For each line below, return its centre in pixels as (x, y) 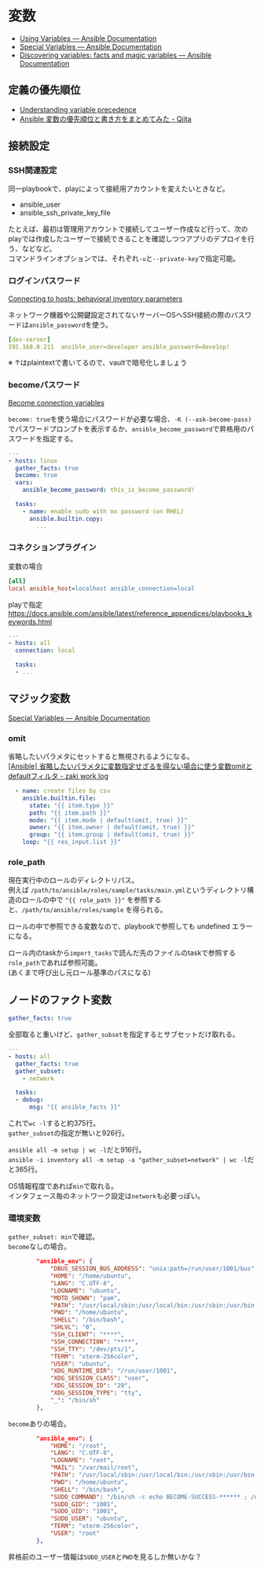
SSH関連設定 (33, 170)
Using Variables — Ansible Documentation (88, 38)
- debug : (29, 1100)
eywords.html (30, 621)
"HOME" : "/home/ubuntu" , (91, 1276)
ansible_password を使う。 (70, 324)
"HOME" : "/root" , (79, 1446)
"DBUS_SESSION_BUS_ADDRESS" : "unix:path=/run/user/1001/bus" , (154, 1269)
